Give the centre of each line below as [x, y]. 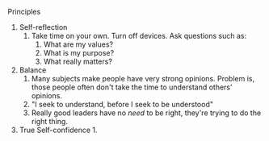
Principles [24, 12]
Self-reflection [43, 27]
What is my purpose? [79, 53]
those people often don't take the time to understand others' [132, 87]
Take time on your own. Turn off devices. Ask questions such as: [139, 36]
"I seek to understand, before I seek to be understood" [122, 104]
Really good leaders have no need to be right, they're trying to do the [146, 113]
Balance [33, 70]
